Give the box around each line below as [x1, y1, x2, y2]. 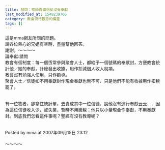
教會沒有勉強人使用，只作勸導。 [5, 72, 70, 78]
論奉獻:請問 [5, 54, 28, 60]
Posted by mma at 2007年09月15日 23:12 [5, 130, 88, 136]
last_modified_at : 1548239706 [5, 12, 67, 17]
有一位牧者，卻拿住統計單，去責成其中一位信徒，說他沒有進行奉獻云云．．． [5, 101, 156, 107]
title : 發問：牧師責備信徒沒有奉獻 [5, 7, 68, 12]
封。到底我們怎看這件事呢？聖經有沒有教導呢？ [5, 113, 100, 119]
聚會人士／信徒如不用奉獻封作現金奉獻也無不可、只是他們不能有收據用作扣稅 [5, 78, 160, 84]
